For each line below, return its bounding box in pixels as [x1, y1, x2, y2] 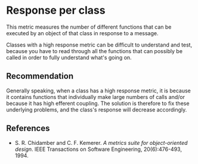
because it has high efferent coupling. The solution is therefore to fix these [6, 100, 190, 107]
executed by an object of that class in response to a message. [6, 29, 159, 36]
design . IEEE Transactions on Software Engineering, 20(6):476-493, [14, 146, 182, 153]
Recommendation [6, 71, 73, 81]
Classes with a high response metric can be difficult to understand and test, [6, 41, 193, 48]
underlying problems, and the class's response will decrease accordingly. [6, 106, 187, 113]
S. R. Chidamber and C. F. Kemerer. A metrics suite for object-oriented [14, 139, 188, 146]
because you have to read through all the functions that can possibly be [6, 47, 183, 54]
